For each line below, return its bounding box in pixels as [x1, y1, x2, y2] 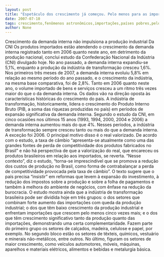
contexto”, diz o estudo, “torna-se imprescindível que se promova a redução [5, 158, 159, 164]
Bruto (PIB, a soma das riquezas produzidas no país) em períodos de [5, 106, 143, 112]
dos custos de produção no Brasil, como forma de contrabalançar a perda [5, 163, 154, 169]
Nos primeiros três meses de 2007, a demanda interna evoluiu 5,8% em [5, 70, 149, 76]
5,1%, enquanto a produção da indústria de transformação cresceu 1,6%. [5, 64, 151, 71]
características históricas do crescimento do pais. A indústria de [5, 96, 135, 102]
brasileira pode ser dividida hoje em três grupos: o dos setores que [5, 194, 140, 200]
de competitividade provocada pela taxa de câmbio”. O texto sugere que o [5, 169, 155, 174]
